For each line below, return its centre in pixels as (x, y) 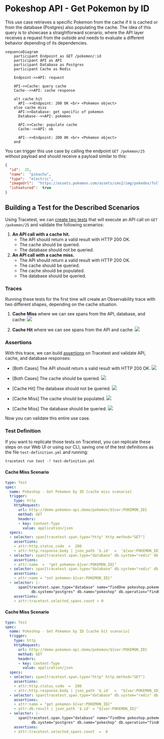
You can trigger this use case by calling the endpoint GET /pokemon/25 (75, 151)
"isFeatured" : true (30, 188)
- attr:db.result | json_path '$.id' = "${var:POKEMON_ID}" (76, 709)
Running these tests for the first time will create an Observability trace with (80, 299)
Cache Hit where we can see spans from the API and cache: (73, 330)
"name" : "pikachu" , (30, 174)
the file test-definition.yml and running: (47, 452)
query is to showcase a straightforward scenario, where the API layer (74, 32)
